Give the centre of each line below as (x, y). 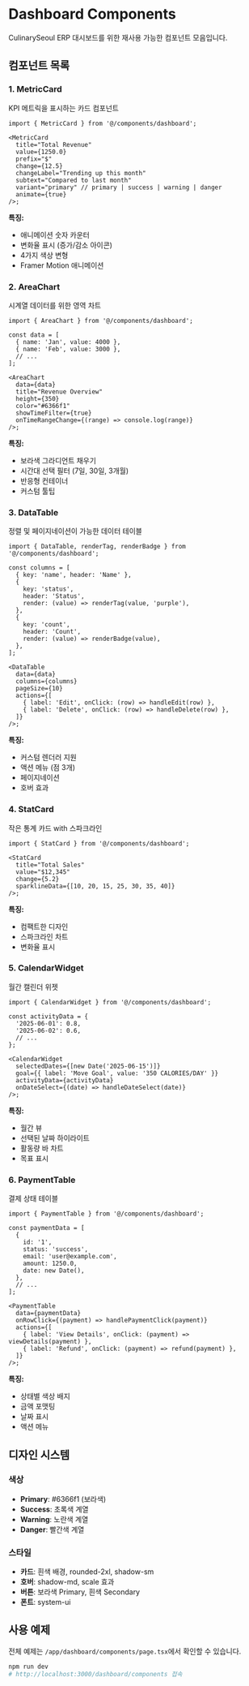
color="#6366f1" (43, 406)
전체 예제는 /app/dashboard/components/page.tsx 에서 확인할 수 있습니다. (125, 1651)
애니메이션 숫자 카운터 (55, 234)
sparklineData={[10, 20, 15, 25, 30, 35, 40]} (95, 886)
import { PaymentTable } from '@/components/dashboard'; (106, 1214)
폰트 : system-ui (45, 1602)
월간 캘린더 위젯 (34, 987)
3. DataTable (34, 512)
